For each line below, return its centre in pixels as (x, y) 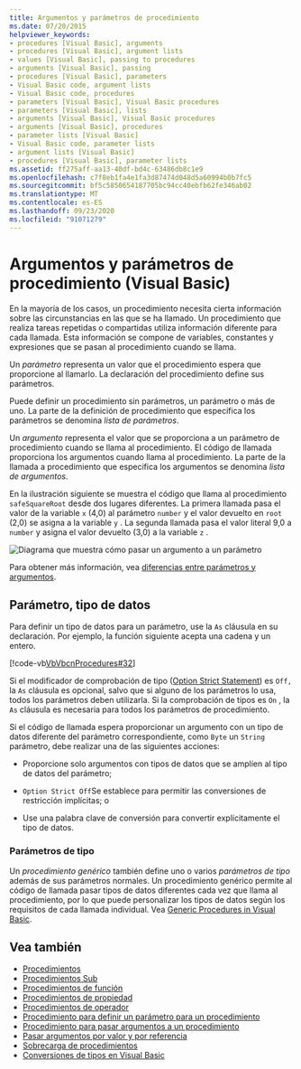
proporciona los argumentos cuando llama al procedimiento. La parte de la (148, 456)
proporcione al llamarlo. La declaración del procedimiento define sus (137, 374)
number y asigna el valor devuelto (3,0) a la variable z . (109, 532)
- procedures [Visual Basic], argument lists (96, 52)
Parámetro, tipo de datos (80, 605)
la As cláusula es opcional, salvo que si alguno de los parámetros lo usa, (143, 690)
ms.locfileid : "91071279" (58, 219)
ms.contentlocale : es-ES (56, 203)
